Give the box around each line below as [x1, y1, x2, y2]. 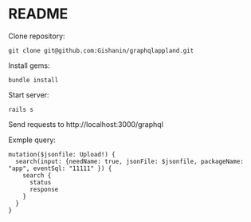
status [29, 178, 52, 186]
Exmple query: [8, 135, 56, 145]
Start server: [8, 89, 49, 100]
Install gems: [8, 61, 50, 70]
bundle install [8, 76, 59, 84]
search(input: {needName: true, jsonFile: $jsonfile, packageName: [15, 157, 245, 165]
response [29, 185, 59, 193]
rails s [8, 105, 34, 113]
